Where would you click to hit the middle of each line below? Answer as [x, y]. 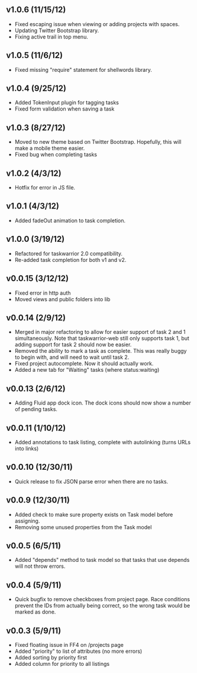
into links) [27, 448]
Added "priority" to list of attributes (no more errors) [78, 651]
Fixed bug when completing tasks [56, 154]
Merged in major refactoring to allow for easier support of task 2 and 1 [100, 332]
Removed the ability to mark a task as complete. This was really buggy [101, 351]
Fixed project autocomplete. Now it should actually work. [84, 364]
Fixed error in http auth [43, 293]
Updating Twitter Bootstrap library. [57, 30]
